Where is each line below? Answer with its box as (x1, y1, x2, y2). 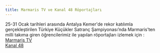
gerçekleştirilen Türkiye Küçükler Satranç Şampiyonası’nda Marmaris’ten (5, 26, 155, 32)
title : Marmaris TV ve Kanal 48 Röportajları (5, 7, 102, 12)
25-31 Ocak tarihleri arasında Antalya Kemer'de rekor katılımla (5, 21, 133, 27)
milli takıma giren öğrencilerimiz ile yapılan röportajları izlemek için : (5, 31, 144, 37)
